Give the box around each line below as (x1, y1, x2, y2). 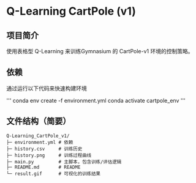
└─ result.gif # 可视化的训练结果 (6, 170, 101, 177)
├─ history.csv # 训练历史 (6, 146, 83, 152)
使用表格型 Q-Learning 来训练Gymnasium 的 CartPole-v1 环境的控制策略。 (6, 48, 194, 54)
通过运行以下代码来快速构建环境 (6, 84, 87, 92)
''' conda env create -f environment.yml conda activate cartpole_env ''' (6, 97, 186, 104)
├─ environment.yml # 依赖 (6, 139, 73, 145)
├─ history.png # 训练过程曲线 (6, 152, 92, 159)
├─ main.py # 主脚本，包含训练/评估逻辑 (6, 159, 122, 165)
